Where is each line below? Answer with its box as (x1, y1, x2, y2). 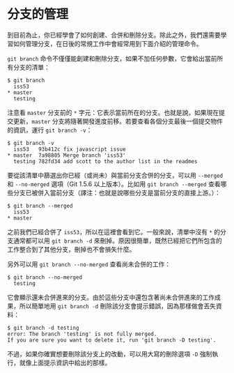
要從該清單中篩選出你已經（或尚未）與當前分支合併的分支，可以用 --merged (7, 171, 224, 179)
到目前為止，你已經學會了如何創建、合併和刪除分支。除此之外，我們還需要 (7, 31, 221, 39)
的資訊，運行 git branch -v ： (7, 125, 93, 134)
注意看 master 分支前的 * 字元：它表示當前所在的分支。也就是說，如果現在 (7, 108, 219, 116)
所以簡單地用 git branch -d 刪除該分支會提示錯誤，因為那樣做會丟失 (19, 301, 216, 310)
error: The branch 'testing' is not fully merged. (7, 330, 157, 337)
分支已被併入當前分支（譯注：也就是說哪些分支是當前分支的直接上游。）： (13, 188, 221, 197)
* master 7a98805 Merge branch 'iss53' (7, 151, 127, 159)
